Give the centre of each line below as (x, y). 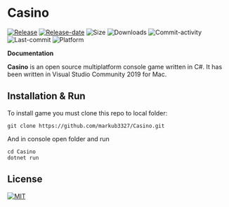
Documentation (31, 53)
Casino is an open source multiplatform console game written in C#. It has (115, 66)
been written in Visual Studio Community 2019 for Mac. (87, 74)
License (25, 179)
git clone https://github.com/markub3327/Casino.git (86, 126)
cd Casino (22, 152)
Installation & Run (46, 96)
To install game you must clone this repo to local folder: (87, 113)
